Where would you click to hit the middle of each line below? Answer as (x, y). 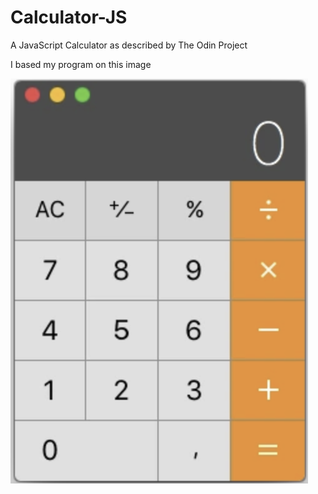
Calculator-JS (69, 17)
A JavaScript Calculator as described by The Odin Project (129, 45)
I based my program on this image (81, 64)
